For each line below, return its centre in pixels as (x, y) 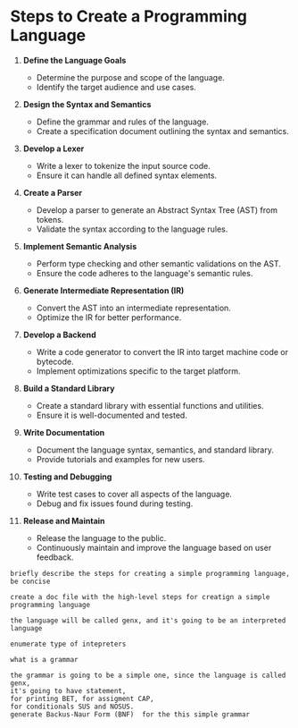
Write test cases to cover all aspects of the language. (134, 494)
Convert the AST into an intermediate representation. (133, 308)
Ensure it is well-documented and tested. (112, 415)
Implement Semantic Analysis (80, 246)
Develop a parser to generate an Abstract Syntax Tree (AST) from (157, 210)
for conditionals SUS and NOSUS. (72, 707)
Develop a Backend (59, 334)
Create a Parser (53, 192)
